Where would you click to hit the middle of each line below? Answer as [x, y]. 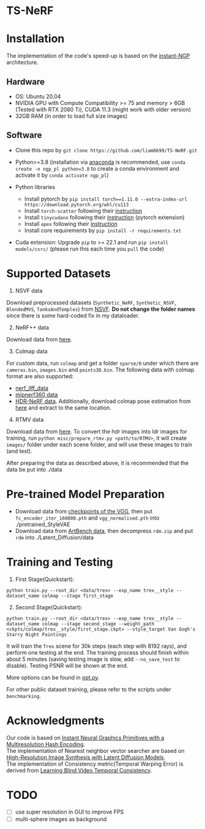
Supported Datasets [59, 273]
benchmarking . [24, 696]
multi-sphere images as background [61, 819]
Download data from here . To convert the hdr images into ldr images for [97, 431]
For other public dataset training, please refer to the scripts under [89, 689]
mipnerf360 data [36, 394]
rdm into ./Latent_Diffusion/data [54, 537]
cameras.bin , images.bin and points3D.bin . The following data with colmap [100, 370]
